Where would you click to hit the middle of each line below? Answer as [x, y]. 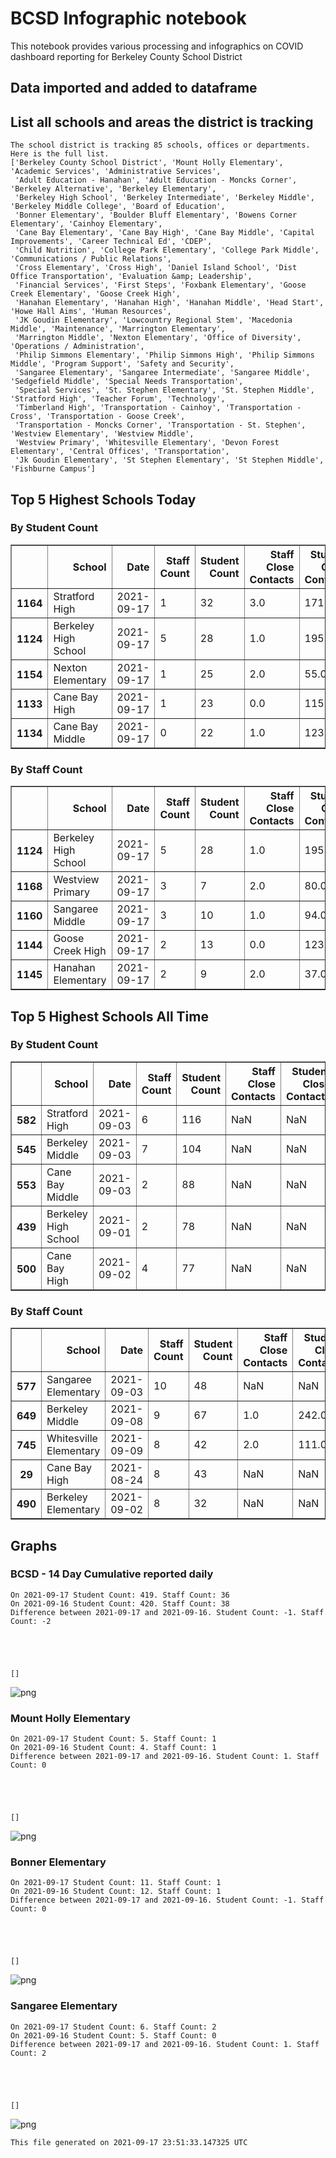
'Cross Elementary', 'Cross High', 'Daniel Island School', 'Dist [156, 268]
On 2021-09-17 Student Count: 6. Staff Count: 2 [113, 2027]
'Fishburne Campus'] [53, 469]
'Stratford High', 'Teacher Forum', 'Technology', [118, 399]
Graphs [34, 1545]
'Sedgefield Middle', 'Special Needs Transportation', [127, 382]
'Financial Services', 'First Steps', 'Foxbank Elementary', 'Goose [160, 285]
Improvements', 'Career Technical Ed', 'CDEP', [111, 242]
